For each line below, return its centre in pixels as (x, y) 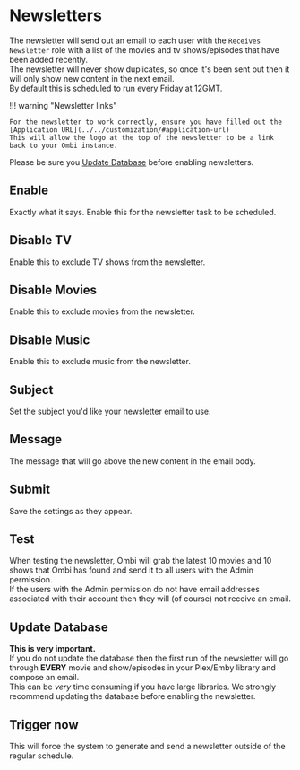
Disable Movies (53, 289)
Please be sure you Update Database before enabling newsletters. (132, 162)
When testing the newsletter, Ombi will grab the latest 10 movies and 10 (141, 561)
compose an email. (44, 678)
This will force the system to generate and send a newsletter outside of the (147, 747)
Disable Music (50, 340)
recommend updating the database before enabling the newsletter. (133, 696)
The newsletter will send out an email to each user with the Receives (135, 40)
